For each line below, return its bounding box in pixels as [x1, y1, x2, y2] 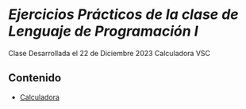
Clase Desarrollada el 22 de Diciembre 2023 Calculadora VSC [8, 48, 211, 58]
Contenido [8, 71, 62, 85]
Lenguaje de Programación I [8, 22, 198, 40]
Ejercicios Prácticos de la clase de [8, 6, 240, 24]
